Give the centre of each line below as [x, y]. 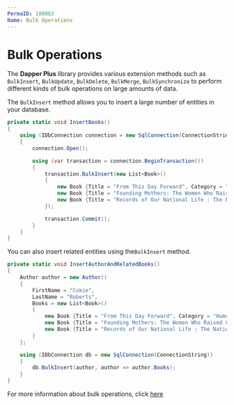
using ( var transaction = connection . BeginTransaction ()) [118, 161]
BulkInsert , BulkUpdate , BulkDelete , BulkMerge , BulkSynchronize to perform [115, 82]
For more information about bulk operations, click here [85, 394]
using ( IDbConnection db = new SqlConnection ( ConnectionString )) [117, 355]
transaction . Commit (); [77, 219]
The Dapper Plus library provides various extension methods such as [107, 74]
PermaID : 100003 [31, 14]
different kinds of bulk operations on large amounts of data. [93, 89]
